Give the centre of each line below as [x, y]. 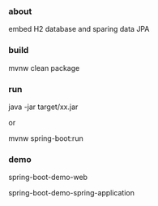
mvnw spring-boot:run [46, 138]
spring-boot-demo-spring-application [72, 193]
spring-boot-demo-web [48, 178]
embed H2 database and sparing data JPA [79, 29]
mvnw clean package [44, 68]
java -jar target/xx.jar [43, 107]
